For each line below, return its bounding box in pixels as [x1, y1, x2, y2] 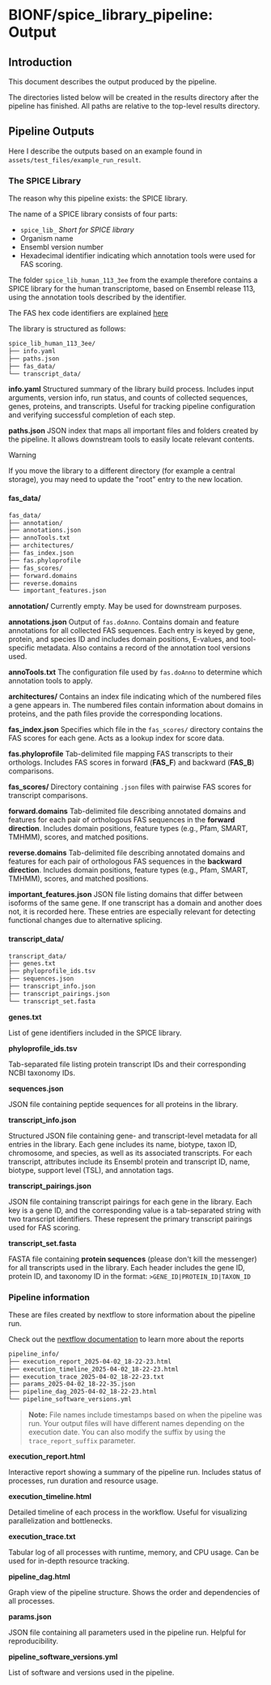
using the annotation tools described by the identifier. [8, 292, 187, 302]
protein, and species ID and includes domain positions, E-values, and [8, 635, 239, 644]
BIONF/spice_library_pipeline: [8, 6, 214, 24]
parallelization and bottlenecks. [8, 1516, 113, 1526]
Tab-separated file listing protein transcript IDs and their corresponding [8, 1059, 247, 1069]
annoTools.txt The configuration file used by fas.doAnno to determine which [8, 667, 263, 677]
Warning [8, 450, 36, 460]
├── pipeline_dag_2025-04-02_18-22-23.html [8, 1388, 158, 1396]
